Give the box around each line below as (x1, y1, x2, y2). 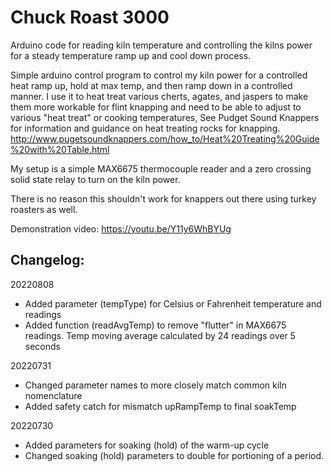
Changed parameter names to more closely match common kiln (24, 379, 287, 391)
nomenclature (24, 389, 83, 401)
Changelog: (10, 252, 85, 269)
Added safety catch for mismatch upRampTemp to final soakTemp (24, 400, 297, 412)
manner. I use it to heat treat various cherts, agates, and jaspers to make (10, 90, 309, 102)
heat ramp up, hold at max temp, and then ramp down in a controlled (10, 79, 293, 91)
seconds (24, 340, 61, 352)
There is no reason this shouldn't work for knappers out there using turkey (10, 192, 317, 205)
